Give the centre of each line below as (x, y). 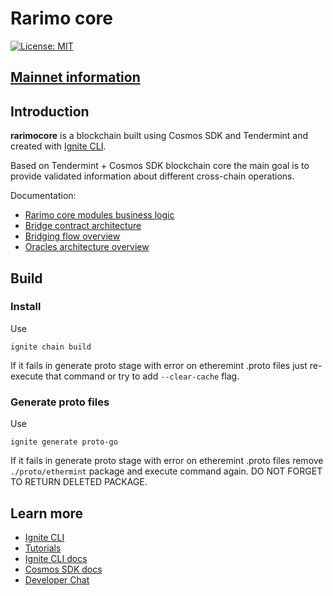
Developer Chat (57, 579)
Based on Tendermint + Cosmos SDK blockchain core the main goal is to (160, 166)
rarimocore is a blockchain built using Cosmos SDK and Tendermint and (159, 136)
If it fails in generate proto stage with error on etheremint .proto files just (159, 365)
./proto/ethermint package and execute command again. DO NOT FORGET (166, 471)
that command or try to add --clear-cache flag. (142, 376)
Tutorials (43, 548)
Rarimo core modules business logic (99, 215)
